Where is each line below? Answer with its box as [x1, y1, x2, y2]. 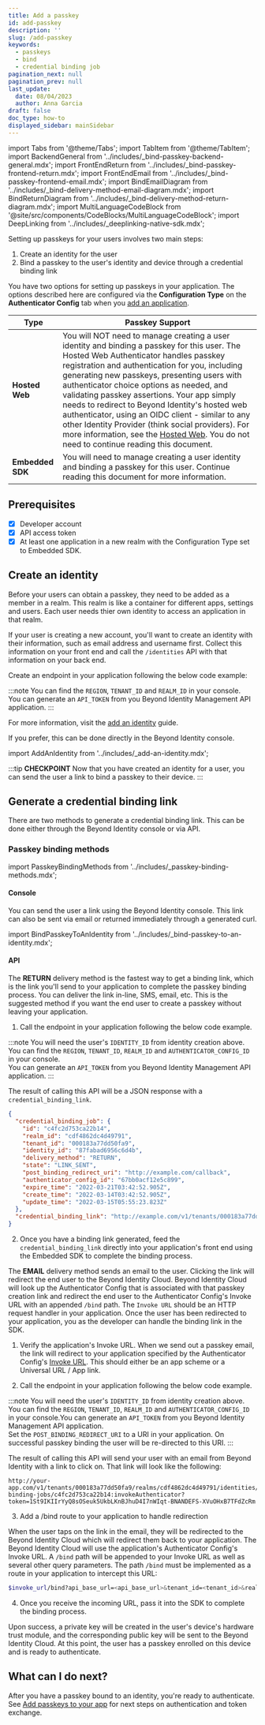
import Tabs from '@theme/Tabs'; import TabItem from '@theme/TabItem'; [8, 143, 251, 152]
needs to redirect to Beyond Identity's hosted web [62, 399, 248, 410]
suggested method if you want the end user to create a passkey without [8, 999, 242, 1008]
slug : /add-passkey [8, 33, 73, 42]
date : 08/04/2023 [15, 92, 73, 100]
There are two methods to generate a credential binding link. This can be [8, 816, 244, 825]
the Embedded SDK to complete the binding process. [19, 1252, 193, 1261]
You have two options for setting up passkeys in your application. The [8, 281, 235, 290]
